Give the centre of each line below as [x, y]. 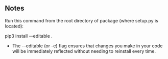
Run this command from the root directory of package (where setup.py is [82, 20]
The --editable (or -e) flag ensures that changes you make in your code [87, 46]
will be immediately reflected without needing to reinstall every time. [84, 51]
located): [14, 26]
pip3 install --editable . [29, 36]
